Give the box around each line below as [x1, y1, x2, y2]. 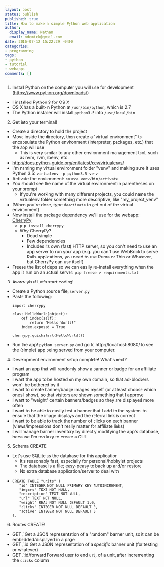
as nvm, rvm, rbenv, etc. [19, 155, 69, 160]
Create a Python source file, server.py [12, 288, 90, 294]
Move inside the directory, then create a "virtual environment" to [12, 133, 142, 140]
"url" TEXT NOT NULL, [19, 496, 63, 501]
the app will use [12, 144, 45, 150]
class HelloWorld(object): [12, 311, 68, 316]
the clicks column [12, 557, 50, 563]
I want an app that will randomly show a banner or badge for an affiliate [12, 366, 156, 372]
